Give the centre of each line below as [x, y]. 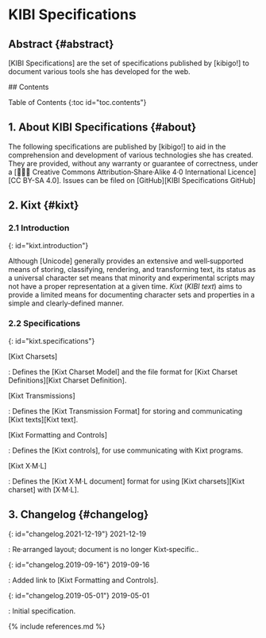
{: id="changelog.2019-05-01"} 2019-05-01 [79, 595]
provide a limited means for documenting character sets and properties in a [132, 294]
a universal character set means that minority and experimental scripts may [132, 278]
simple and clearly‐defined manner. [66, 303]
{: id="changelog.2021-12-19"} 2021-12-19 [77, 534]
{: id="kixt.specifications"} [52, 340]
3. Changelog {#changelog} [79, 515]
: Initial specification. [42, 611]
